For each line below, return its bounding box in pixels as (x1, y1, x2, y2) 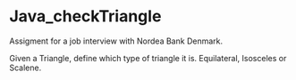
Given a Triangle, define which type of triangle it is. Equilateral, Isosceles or (9, 52, 287, 63)
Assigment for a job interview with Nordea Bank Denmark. (9, 36, 224, 46)
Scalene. (9, 62, 42, 73)
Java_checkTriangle (9, 6, 162, 27)
